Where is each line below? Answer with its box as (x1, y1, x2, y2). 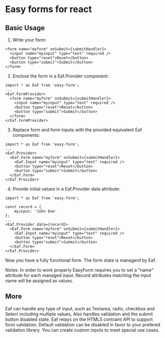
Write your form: (12, 37, 47, 43)
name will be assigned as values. (5, 278, 74, 284)
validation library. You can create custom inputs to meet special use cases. (5, 327, 159, 333)
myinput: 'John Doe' (14, 209, 57, 214)
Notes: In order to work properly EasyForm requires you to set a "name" (5, 267, 154, 273)
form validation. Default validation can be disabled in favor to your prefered (5, 321, 160, 327)
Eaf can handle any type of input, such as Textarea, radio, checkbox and (5, 305, 155, 311)
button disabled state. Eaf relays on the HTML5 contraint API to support (5, 316, 153, 322)
